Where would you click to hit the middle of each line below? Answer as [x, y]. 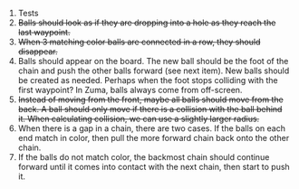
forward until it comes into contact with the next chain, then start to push [154, 167]
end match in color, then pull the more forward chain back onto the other [154, 138]
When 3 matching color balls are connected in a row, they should [139, 42]
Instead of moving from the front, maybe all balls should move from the [150, 99]
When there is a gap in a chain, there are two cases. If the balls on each [151, 128]
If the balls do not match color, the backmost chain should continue [144, 157]
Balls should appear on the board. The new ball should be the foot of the [153, 61]
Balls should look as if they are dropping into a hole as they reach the [147, 23]
